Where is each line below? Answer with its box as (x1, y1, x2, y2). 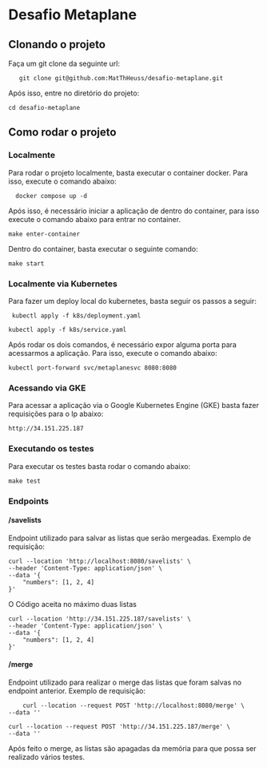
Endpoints (8, 495, 50, 507)
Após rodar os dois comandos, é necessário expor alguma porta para (8, 339, 237, 350)
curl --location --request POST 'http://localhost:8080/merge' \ (22, 701, 245, 709)
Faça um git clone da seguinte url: (8, 59, 121, 68)
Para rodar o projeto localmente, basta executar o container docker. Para (8, 168, 249, 177)
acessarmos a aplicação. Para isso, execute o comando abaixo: (8, 348, 217, 358)
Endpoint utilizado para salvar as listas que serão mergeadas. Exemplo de (8, 533, 252, 543)
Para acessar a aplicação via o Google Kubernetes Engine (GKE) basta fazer (8, 401, 260, 410)
